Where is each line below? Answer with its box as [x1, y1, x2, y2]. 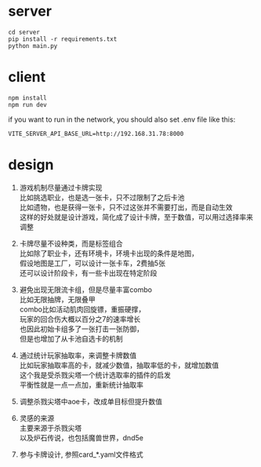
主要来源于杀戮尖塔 [19, 423, 82, 432]
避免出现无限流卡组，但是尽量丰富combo [19, 285, 153, 294]
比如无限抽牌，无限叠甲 [19, 294, 96, 304]
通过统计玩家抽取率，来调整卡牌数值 [19, 350, 137, 359]
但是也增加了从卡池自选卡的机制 [19, 334, 123, 343]
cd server [8, 28, 41, 36]
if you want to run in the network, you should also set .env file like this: [8, 115, 236, 124]
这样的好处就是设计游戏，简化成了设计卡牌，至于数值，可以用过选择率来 [19, 212, 253, 221]
